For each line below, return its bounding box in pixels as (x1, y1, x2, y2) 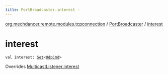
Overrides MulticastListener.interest (5, 63, 79, 70)
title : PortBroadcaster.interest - (5, 7, 80, 12)
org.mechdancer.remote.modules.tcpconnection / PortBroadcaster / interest (5, 21, 163, 27)
